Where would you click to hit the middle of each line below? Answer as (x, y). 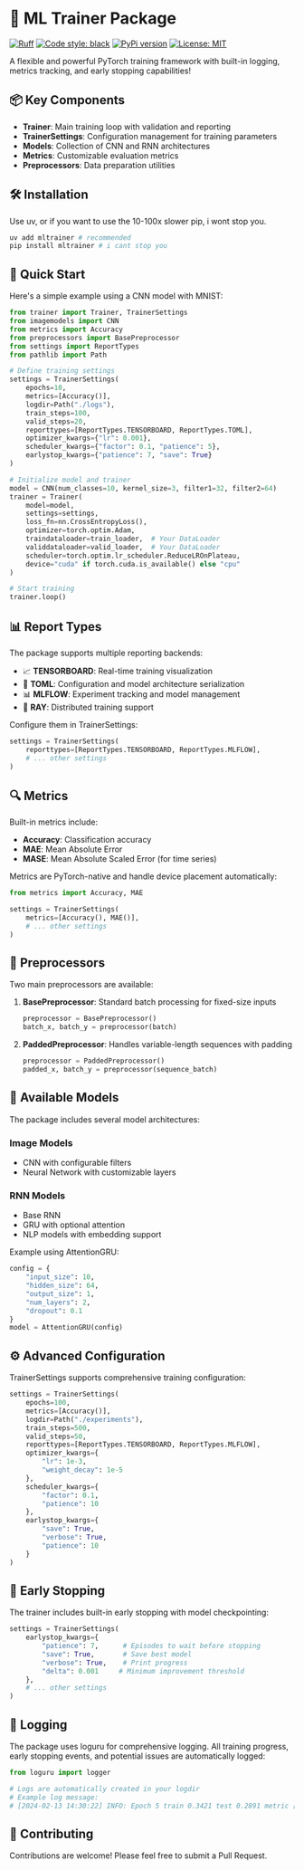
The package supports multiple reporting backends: (106, 653)
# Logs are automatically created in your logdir (105, 1789)
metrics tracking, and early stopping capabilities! (100, 71)
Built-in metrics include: (53, 822)
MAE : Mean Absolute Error (72, 849)
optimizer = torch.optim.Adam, (81, 530)
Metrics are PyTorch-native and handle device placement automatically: (143, 876)
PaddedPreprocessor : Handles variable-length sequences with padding (157, 1045)
